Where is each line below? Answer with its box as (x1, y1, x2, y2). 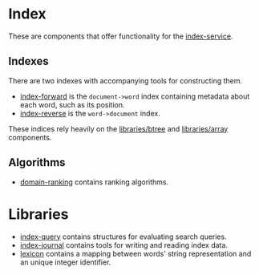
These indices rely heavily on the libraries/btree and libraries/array (8, 123, 229, 133)
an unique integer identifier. (19, 257, 111, 267)
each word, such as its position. (19, 99, 125, 109)
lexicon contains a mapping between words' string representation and (19, 249, 252, 258)
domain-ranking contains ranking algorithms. (19, 177, 169, 187)
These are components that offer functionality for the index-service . (8, 31, 233, 41)
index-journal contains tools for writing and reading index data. (19, 240, 229, 249)
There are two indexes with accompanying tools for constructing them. (8, 75, 243, 85)
